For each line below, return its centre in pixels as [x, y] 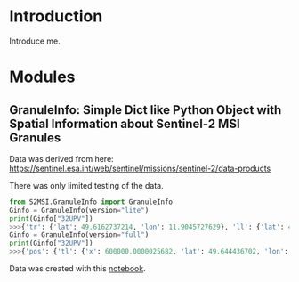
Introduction [56, 16]
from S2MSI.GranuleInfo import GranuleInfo [91, 202]
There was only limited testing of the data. [86, 185]
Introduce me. [35, 41]
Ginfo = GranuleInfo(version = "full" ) [79, 235]
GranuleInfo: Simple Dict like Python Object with [145, 110]
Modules [42, 77]
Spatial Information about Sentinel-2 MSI [125, 123]
